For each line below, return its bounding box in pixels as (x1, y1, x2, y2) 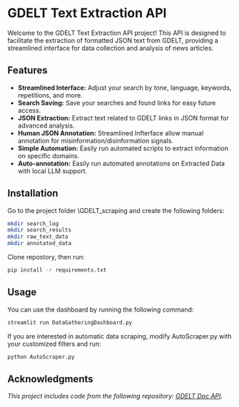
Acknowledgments (7, 373, 94, 385)
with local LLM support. (17, 166, 88, 175)
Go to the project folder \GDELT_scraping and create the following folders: (7, 206, 225, 215)
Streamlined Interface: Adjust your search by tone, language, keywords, (17, 83, 232, 92)
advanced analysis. (17, 121, 75, 130)
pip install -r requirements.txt (7, 267, 107, 274)
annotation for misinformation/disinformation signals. (17, 136, 173, 145)
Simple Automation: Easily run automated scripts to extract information (17, 144, 228, 153)
